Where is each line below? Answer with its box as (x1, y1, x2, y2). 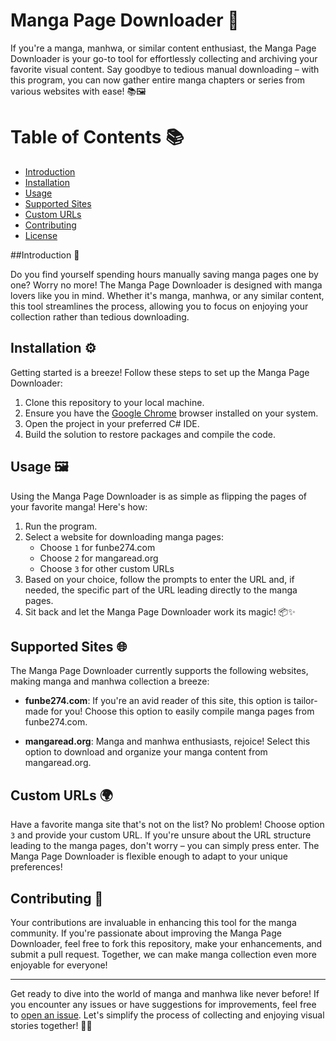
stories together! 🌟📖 (10, 1019, 93, 1031)
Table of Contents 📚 (10, 126, 185, 149)
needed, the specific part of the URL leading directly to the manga (24, 584, 298, 596)
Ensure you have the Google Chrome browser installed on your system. (24, 407, 319, 419)
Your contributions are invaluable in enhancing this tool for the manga (10, 916, 297, 928)
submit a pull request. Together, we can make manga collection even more (10, 948, 317, 960)
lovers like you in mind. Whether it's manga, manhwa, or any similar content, (10, 289, 325, 301)
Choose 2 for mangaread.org (39, 552, 159, 564)
